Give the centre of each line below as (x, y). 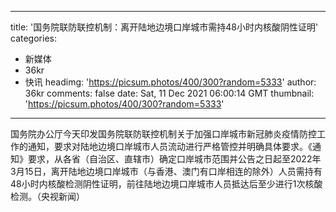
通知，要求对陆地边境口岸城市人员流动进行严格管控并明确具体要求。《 (170, 146)
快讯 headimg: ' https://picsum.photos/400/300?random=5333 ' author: (170, 82)
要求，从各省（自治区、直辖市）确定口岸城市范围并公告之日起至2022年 (174, 159)
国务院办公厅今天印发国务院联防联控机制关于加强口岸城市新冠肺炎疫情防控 (163, 134)
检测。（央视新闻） (47, 196)
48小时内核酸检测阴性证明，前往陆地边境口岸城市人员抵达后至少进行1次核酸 (166, 184)
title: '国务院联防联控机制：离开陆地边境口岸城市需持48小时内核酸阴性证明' (164, 27)
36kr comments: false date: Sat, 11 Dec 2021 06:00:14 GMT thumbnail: (169, 93)
